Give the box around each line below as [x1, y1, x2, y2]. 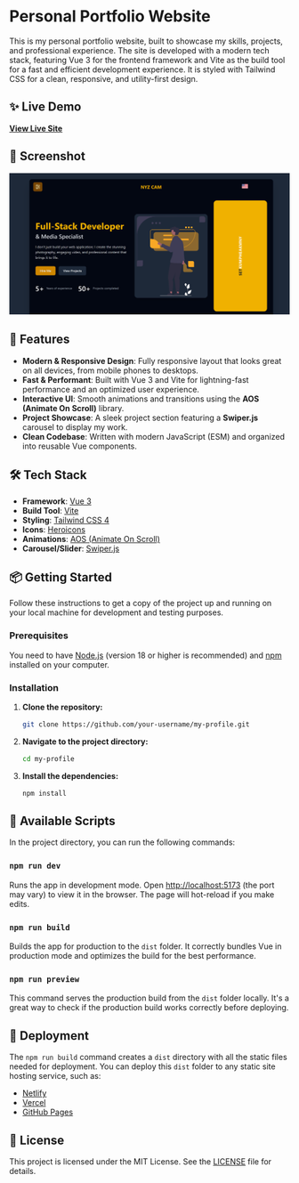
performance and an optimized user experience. [21, 384, 200, 394]
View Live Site [9, 123, 63, 134]
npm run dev [9, 861, 61, 871]
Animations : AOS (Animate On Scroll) [21, 533, 160, 544]
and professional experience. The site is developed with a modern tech [9, 45, 270, 55]
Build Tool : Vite [21, 505, 79, 515]
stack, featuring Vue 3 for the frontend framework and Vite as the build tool [9, 54, 286, 65]
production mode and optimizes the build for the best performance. [9, 951, 256, 961]
